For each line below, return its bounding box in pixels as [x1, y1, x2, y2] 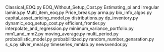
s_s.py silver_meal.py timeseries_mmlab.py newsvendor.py [5, 41, 128, 47]
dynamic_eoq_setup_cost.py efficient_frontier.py [5, 20, 106, 26]
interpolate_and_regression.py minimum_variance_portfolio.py [5, 25, 134, 31]
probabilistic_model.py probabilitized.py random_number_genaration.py [5, 36, 154, 42]
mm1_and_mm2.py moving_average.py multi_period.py [5, 31, 119, 36]
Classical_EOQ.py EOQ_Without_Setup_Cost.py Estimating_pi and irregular [5, 4, 159, 10]
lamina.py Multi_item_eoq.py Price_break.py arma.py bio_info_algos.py [5, 9, 152, 15]
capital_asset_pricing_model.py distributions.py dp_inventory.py [5, 15, 138, 20]
